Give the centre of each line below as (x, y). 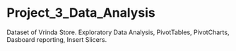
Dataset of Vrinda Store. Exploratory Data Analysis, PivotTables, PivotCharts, (118, 32)
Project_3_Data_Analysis (81, 13)
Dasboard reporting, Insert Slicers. (57, 39)
